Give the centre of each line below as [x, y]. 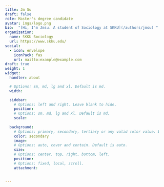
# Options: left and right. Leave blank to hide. [65, 104]
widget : [13, 73]
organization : [20, 32]
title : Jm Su [18, 10]
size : [20, 150]
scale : [20, 118]
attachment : [26, 168]
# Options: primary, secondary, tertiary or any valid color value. [85, 132]
